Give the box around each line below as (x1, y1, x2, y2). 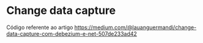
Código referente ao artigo (6, 24, 73, 31)
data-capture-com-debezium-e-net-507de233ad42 (6, 30, 138, 37)
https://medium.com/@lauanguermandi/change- (74, 24, 197, 31)
